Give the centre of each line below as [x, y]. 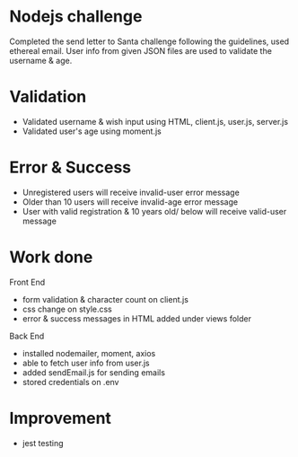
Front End [27, 282]
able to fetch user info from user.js [86, 363]
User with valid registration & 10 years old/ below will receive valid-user [154, 211]
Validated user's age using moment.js [92, 131]
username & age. [41, 60]
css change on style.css [67, 309]
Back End [27, 336]
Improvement [61, 418]
